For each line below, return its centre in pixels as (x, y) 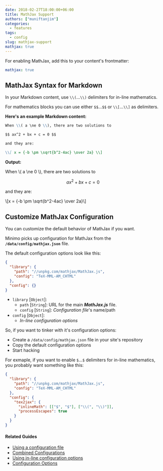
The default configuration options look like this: (53, 253)
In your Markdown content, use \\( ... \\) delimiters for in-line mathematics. (81, 97)
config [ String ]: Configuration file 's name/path (67, 310)
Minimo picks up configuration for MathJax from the (58, 238)
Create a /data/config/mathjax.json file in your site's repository (78, 340)
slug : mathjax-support (28, 42)
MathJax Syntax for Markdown (54, 85)
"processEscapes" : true (43, 411)
